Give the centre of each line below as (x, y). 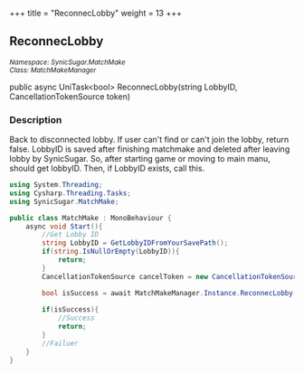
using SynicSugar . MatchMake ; (64, 201)
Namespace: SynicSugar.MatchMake (67, 62)
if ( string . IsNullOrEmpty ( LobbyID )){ (111, 252)
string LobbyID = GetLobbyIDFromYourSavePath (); (135, 243)
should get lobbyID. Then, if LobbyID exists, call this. (107, 168)
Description (36, 119)
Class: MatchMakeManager (53, 70)
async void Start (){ (64, 226)
